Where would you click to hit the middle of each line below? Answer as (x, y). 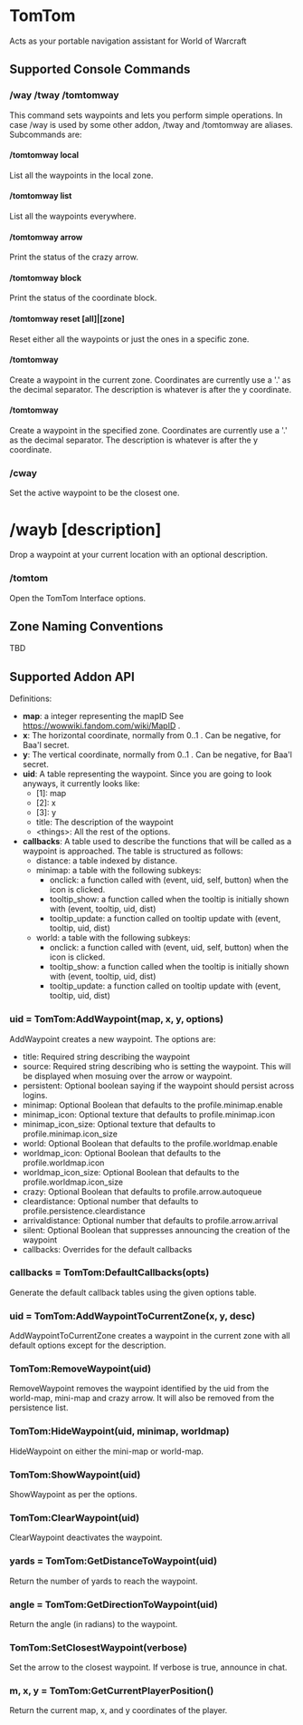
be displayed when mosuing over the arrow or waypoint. (128, 1076)
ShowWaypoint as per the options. (73, 1494)
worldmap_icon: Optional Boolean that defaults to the (122, 1153)
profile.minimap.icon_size (70, 1134)
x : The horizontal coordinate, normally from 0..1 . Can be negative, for (151, 736)
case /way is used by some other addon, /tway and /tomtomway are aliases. (151, 124)
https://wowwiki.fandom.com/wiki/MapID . (101, 726)
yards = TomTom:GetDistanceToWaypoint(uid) (114, 1561)
